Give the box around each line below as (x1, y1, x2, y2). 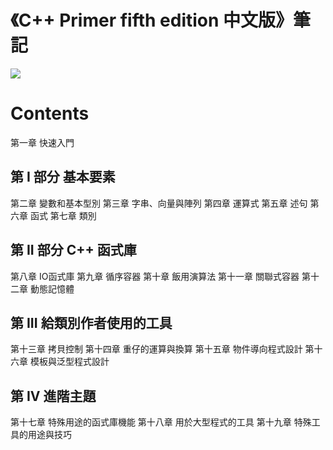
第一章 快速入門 (10, 136, 75, 148)
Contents (10, 102, 90, 125)
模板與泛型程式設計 (29, 356, 110, 368)
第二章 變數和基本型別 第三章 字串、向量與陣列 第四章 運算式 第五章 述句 (10, 197, 308, 209)
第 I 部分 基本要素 (10, 169, 116, 186)
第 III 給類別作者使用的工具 (10, 314, 173, 331)
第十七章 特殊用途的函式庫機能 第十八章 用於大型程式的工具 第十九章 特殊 (10, 416, 312, 428)
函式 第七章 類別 (29, 209, 97, 221)
